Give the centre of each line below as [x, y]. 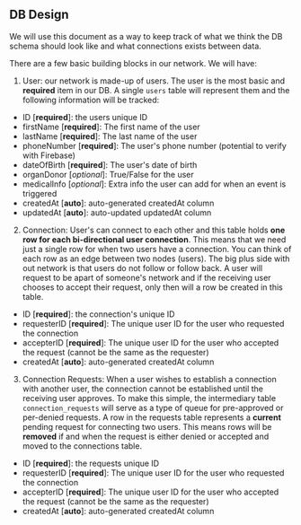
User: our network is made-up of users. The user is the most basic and [154, 81]
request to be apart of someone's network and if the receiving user [146, 277]
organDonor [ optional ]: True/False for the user [108, 174]
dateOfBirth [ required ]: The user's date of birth [110, 164]
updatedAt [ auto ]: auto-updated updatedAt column [117, 212]
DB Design [39, 15]
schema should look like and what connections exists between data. [136, 46]
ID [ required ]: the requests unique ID [91, 463]
